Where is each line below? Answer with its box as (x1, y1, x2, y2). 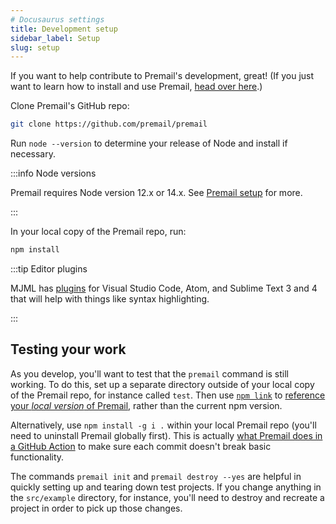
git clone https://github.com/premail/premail (10, 119, 208, 130)
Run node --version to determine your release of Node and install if (10, 137, 288, 150)
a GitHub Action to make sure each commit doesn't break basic (10, 440, 272, 452)
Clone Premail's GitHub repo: (10, 100, 130, 112)
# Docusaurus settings (10, 14, 105, 25)
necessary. (10, 148, 57, 160)
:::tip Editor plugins (10, 263, 88, 275)
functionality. (10, 451, 65, 463)
